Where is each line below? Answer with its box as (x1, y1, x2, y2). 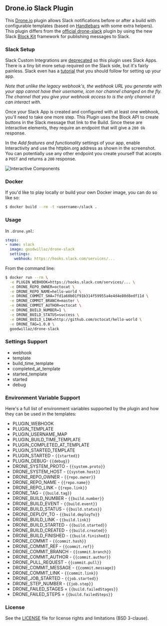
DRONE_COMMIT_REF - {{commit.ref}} (12, 543, 94, 549)
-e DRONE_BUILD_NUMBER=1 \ (9, 308, 66, 313)
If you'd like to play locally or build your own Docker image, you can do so (5, 189, 157, 195)
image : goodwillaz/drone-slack (9, 247, 75, 252)
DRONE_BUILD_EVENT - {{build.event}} (12, 500, 97, 507)
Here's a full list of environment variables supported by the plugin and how (5, 406, 159, 412)
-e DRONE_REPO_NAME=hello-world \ (9, 289, 81, 294)
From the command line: (5, 265, 55, 271)
